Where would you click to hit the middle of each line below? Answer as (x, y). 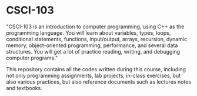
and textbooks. (24, 88)
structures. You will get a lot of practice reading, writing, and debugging (93, 51)
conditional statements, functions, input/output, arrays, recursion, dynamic (96, 39)
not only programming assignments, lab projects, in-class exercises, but (94, 75)
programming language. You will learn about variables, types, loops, (89, 32)
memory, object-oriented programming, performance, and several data (92, 45)
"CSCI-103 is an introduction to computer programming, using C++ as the (95, 27)
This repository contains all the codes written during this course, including (96, 69)
